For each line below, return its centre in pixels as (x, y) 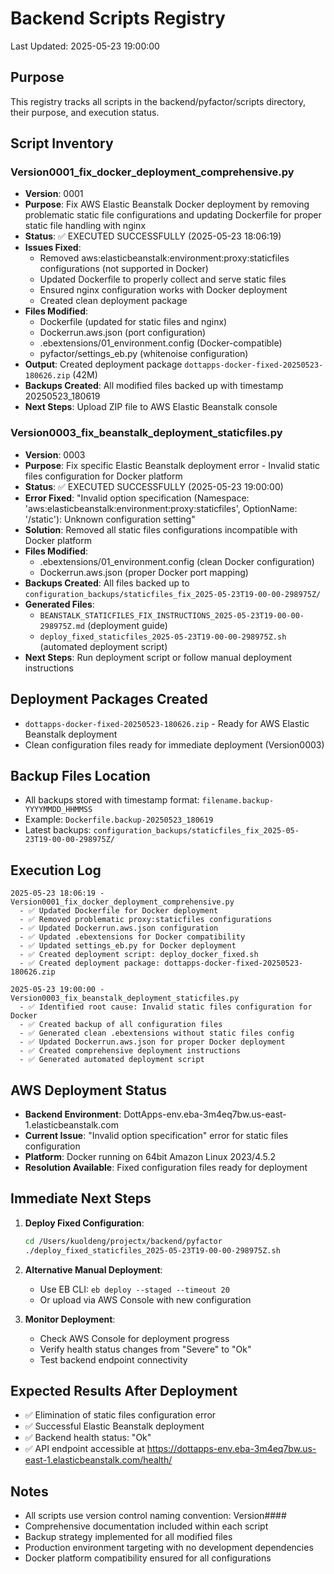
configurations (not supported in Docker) (124, 269)
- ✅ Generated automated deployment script (112, 1060)
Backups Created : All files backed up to (107, 583)
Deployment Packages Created (109, 699)
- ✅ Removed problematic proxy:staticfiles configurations (146, 920)
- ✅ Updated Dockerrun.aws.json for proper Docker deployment (152, 1042)
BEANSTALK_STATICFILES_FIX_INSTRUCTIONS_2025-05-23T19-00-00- (172, 615)
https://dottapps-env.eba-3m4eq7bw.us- (231, 1449)
